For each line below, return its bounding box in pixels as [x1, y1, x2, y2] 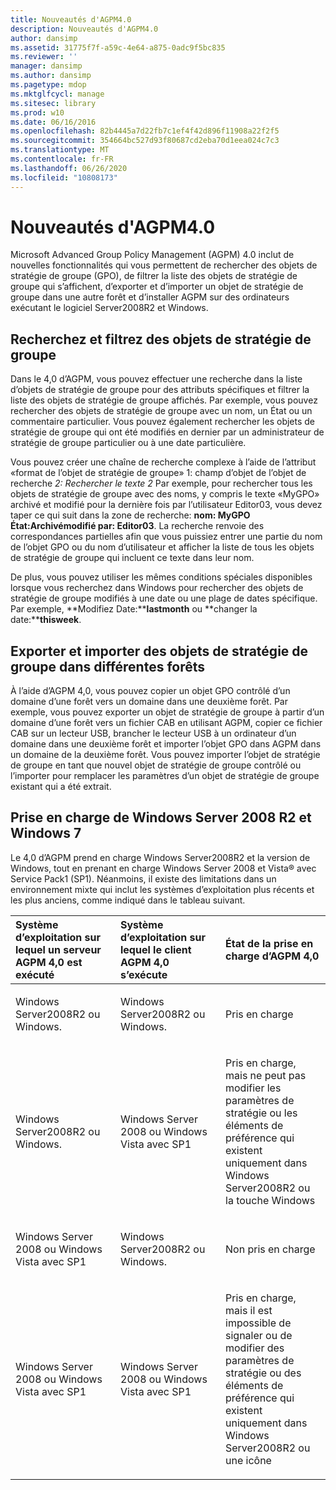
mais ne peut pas [225, 1068, 307, 1082]
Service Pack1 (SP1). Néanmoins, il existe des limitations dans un [10, 872, 277, 885]
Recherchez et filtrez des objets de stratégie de [10, 331, 312, 348]
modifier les [225, 1081, 282, 1095]
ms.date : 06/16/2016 [10, 117, 97, 127]
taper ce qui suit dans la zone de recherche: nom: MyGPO [10, 509, 251, 521]
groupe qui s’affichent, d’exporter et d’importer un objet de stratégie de [10, 281, 304, 293]
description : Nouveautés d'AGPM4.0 [10, 24, 159, 34]
